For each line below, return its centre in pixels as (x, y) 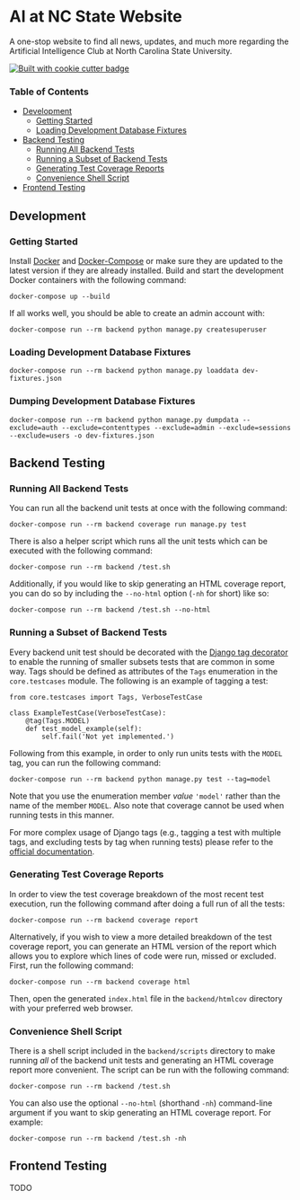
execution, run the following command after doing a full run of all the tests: (147, 904)
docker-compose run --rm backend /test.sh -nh (98, 1139)
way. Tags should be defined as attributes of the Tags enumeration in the (144, 671)
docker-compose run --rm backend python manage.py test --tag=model (140, 779)
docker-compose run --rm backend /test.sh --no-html (110, 610)
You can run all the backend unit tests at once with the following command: (148, 508)
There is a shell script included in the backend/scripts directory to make (142, 1051)
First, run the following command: (71, 965)
